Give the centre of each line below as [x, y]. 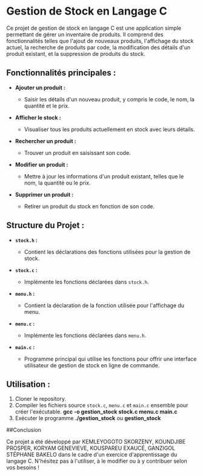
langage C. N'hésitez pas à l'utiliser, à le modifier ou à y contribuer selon [97, 461]
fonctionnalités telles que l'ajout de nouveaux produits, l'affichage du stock [100, 41]
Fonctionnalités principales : [61, 73]
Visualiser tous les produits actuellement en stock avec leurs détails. [109, 129]
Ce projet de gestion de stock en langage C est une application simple [94, 28]
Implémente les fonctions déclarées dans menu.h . [85, 335]
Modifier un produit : [42, 165]
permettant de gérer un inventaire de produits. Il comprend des [85, 34]
